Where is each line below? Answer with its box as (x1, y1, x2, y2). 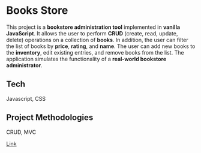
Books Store (6, 4, 68, 17)
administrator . (6, 61, 43, 69)
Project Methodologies (6, 112, 94, 123)
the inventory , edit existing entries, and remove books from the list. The (6, 49, 184, 56)
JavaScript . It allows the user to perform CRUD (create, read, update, (6, 29, 178, 37)
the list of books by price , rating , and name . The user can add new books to (6, 43, 196, 50)
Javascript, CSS (6, 95, 46, 102)
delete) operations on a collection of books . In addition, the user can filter (6, 36, 188, 43)
